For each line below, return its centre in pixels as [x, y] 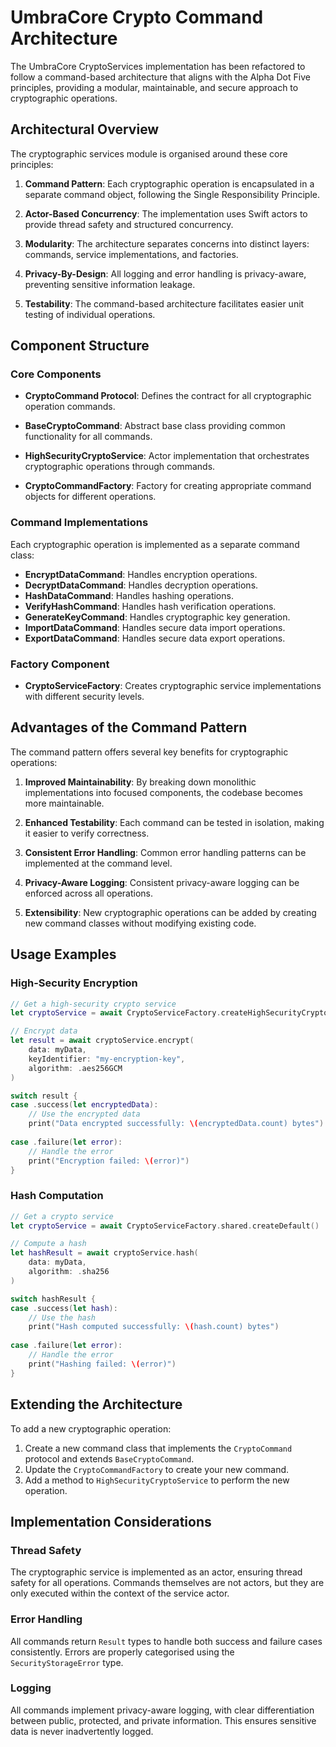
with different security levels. [84, 697]
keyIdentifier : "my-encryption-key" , [107, 1059]
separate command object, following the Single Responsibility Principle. [172, 194]
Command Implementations [79, 523]
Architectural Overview [85, 129]
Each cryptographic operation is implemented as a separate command [155, 544]
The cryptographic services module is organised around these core [149, 153]
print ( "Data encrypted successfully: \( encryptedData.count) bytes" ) [176, 1124]
